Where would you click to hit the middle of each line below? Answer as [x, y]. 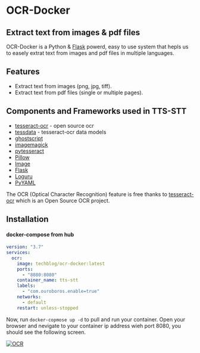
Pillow [22, 157]
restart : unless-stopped [48, 308]
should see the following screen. [46, 332]
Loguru [24, 176]
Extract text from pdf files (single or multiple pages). [79, 92]
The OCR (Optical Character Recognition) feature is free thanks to [87, 194]
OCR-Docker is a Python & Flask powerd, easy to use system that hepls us [97, 47]
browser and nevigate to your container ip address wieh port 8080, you [94, 326]
